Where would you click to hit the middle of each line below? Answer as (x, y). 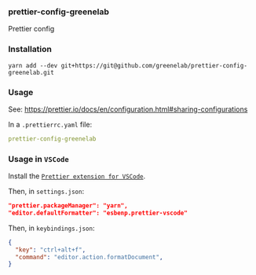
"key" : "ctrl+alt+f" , (51, 250)
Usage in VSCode (38, 159)
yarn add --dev (33, 65)
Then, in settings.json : (46, 192)
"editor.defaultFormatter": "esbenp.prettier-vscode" (98, 213)
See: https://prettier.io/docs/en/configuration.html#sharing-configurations (128, 109)
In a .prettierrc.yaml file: (50, 124)
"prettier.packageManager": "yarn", (68, 206)
